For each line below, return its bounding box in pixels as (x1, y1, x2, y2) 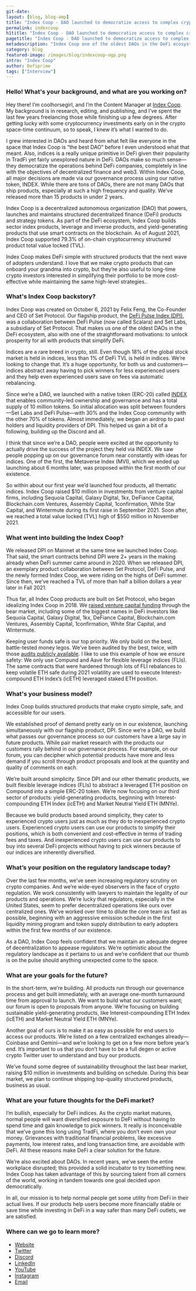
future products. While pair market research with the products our (6, 739, 164, 746)
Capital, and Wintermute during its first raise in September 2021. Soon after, (6, 507, 188, 514)
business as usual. (6, 1082, 51, 1089)
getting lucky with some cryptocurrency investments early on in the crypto (6, 119, 185, 126)
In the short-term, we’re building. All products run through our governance (6, 984, 185, 992)
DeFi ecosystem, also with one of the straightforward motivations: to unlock (6, 331, 188, 338)
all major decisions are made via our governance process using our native (6, 174, 184, 181)
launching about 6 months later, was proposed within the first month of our (6, 464, 186, 471)
